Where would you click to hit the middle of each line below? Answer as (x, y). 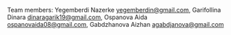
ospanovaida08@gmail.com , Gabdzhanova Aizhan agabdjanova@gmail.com (115, 24)
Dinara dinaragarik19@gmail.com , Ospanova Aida (78, 17)
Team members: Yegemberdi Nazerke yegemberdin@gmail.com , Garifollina (114, 10)
